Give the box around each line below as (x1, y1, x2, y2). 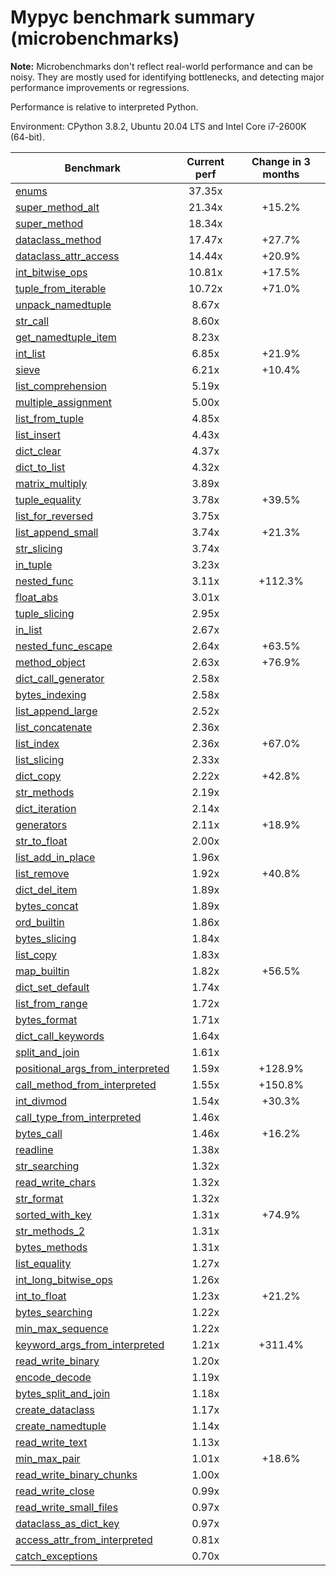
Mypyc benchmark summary (10, 6, 256, 29)
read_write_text (15, 1435, 88, 1449)
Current (186, 154, 225, 168)
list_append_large (15, 704, 98, 718)
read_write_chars (15, 1175, 97, 1189)
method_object (15, 655, 86, 669)
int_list (15, 346, 46, 360)
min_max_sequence (15, 1321, 109, 1335)
